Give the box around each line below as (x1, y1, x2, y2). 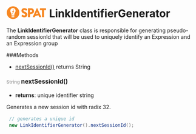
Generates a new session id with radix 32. (6, 104, 111, 111)
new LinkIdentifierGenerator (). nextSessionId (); (8, 122, 135, 129)
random (6, 33, 26, 40)
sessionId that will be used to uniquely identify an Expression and (27, 33, 191, 40)
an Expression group (6, 39, 58, 47)
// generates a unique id (8, 116, 75, 122)
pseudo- (166, 27, 189, 34)
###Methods (6, 51, 39, 58)
